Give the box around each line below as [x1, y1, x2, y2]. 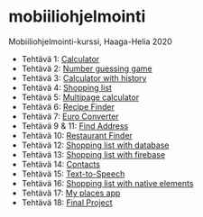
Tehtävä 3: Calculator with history [21, 72, 147, 83]
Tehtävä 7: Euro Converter [21, 111, 119, 122]
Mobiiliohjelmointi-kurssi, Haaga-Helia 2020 [8, 36, 172, 47]
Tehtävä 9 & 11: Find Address [21, 120, 129, 131]
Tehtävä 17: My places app [21, 187, 121, 198]
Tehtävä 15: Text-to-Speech [21, 168, 125, 179]
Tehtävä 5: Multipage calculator [21, 92, 140, 103]
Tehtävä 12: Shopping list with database [21, 140, 170, 150]
